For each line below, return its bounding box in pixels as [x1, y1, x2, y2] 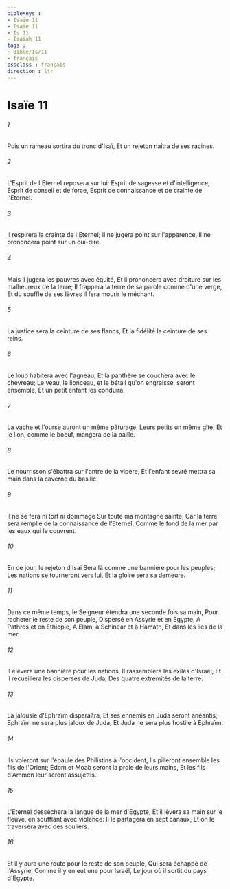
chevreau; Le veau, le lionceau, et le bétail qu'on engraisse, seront [7, 378, 195, 386]
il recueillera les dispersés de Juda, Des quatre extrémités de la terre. [7, 674, 204, 682]
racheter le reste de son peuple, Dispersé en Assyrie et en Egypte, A [7, 615, 201, 623]
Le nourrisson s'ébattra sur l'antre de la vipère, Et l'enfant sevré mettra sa [7, 468, 216, 476]
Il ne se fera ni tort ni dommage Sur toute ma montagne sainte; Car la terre [7, 512, 218, 520]
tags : [7, 42, 26, 49]
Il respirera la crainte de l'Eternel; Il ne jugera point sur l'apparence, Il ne [7, 231, 211, 239]
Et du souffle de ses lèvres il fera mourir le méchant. [7, 290, 154, 298]
